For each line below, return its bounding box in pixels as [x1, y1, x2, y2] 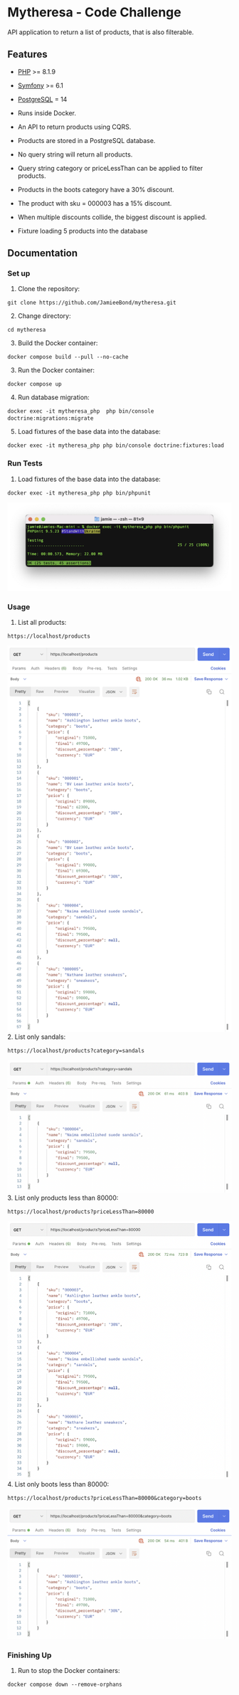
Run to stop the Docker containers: [17, 1667, 120, 1675]
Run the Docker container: [17, 366, 95, 374]
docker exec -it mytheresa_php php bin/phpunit [7, 489, 152, 497]
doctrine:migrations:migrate [7, 415, 94, 422]
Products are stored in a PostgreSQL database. [17, 136, 156, 144]
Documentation [7, 247, 78, 260]
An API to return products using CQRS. [17, 122, 132, 131]
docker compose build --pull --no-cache [7, 354, 129, 361]
